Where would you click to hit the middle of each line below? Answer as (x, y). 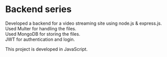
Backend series (38, 9)
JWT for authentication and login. (40, 39)
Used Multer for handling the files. (41, 28)
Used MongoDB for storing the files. (43, 34)
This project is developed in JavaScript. (46, 49)
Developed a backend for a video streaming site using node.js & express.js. (83, 23)
